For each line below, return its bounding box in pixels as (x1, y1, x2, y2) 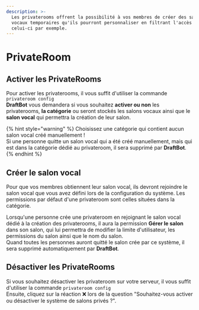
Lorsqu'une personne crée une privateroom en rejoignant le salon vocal (6, 214, 181, 221)
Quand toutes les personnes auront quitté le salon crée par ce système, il (6, 239, 185, 246)
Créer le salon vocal (6, 167, 81, 177)
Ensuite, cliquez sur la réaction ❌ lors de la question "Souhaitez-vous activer (6, 290, 193, 298)
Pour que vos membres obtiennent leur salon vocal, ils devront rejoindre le (6, 183, 188, 190)
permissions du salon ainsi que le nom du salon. (6, 233, 123, 240)
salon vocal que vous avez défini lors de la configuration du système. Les (6, 190, 185, 197)
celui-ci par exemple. (11, 25, 68, 31)
